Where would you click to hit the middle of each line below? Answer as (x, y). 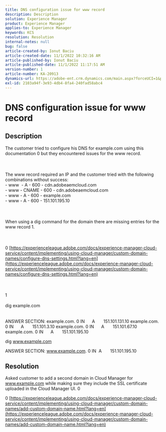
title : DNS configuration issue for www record (55, 10)
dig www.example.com (28, 341)
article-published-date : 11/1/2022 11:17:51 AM (55, 65)
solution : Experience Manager (36, 19)
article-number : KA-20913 (32, 74)
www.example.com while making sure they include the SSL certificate (76, 384)
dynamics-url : (20, 79)
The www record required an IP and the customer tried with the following (80, 174)
